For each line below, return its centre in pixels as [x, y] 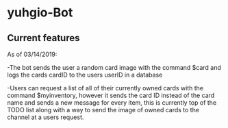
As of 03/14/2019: [32, 54]
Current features [43, 38]
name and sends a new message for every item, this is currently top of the [112, 103]
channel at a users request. [46, 117]
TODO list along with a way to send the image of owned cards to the [103, 110]
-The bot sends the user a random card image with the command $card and [114, 67]
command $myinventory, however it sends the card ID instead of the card [111, 95]
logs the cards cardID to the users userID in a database [85, 75]
